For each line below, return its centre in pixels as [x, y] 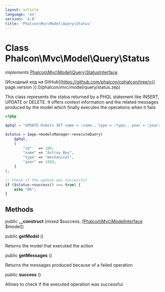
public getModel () [24, 236]
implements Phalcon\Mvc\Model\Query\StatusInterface [61, 72]
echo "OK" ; [25, 189]
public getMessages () [28, 255]
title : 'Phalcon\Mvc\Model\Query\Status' [49, 24]
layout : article [22, 10]
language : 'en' [21, 14]
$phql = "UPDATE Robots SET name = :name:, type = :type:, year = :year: [83, 125]
